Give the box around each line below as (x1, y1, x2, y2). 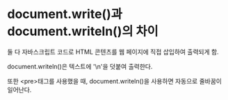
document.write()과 (7, 6, 123, 22)
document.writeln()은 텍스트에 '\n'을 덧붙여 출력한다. (7, 62, 153, 70)
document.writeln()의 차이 (7, 23, 158, 39)
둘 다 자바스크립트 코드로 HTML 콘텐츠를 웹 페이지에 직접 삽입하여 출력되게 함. (7, 48, 219, 56)
